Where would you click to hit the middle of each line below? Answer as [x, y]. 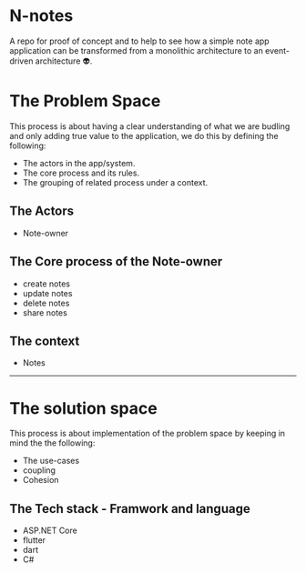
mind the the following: [52, 443]
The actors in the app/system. [79, 163]
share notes [45, 312]
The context [45, 341]
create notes [46, 284]
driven [21, 61]
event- [277, 50]
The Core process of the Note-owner [116, 261]
